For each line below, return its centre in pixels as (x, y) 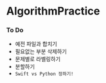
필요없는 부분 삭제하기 (41, 51)
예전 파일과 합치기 (36, 44)
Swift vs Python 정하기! (44, 74)
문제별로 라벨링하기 (38, 59)
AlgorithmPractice (53, 11)
